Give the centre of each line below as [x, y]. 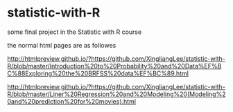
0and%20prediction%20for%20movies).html [72, 101]
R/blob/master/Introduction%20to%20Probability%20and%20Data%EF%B [114, 66]
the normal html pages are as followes [62, 45]
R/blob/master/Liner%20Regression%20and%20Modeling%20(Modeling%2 [116, 94]
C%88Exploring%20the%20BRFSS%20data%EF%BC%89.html [98, 73]
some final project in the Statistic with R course [75, 32]
